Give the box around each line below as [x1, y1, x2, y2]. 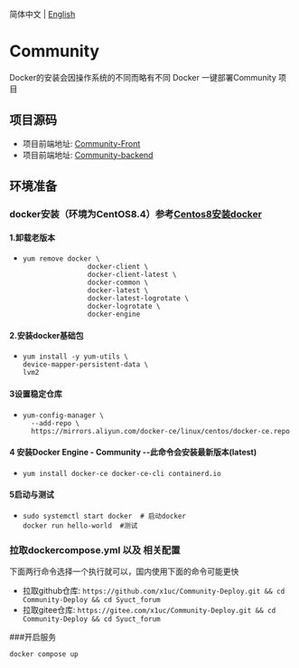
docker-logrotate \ [87, 302, 161, 311]
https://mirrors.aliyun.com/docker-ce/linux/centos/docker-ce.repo [31, 426, 291, 435]
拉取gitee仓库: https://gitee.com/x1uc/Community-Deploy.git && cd [22, 605, 276, 616]
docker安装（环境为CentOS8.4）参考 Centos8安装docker [9, 208, 262, 221]
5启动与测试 [9, 489, 54, 501]
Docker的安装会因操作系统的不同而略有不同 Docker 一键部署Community [9, 72, 277, 82]
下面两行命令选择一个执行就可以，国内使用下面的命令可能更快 [9, 566, 239, 577]
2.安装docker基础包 [9, 329, 84, 340]
